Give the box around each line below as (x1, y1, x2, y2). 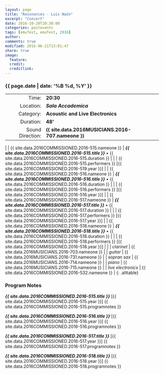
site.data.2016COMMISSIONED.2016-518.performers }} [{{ (5, 238, 122, 245)
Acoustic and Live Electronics (46, 111, 117, 117)
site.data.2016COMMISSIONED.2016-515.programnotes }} (5, 304, 121, 309)
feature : (9, 57, 27, 62)
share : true (5, 48, 29, 53)
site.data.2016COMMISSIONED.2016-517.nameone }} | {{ (5, 197, 119, 203)
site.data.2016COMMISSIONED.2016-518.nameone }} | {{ (5, 223, 120, 229)
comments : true (5, 39, 36, 44)
